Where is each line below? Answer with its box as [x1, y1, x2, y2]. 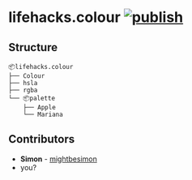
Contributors [8, 132, 75, 146]
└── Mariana [23, 110, 63, 118]
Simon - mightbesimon [19, 154, 97, 164]
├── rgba [8, 86, 38, 94]
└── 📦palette [8, 94, 55, 102]
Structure [8, 41, 58, 54]
